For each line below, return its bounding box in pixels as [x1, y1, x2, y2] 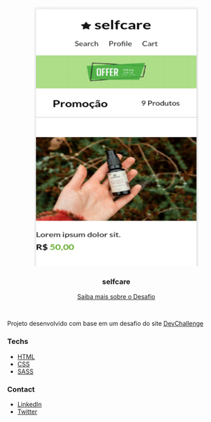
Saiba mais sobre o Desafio [77, 293, 156, 301]
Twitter [17, 407, 38, 416]
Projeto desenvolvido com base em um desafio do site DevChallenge [7, 320, 204, 328]
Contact [7, 384, 35, 394]
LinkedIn [17, 400, 42, 408]
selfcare [102, 277, 131, 286]
